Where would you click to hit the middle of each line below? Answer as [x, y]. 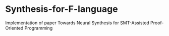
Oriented [14, 28]
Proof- [157, 23]
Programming [39, 28]
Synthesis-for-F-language [62, 9]
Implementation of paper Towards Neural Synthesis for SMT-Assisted [77, 23]
